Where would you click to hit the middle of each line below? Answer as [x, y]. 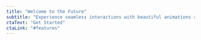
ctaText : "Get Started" [36, 22]
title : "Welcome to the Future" [46, 11]
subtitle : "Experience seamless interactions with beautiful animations [99, 17]
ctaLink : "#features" [33, 28]
